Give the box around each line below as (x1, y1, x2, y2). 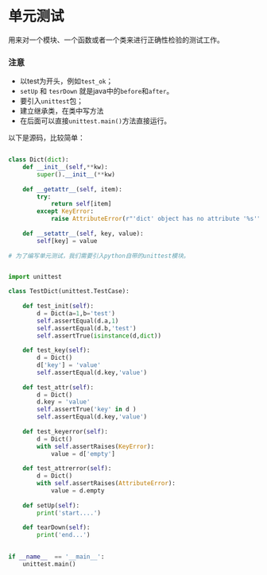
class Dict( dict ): (8, 156, 69, 164)
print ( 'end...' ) (37, 531, 91, 539)
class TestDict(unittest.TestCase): (8, 287, 130, 295)
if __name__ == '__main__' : (8, 553, 105, 561)
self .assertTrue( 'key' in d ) (37, 406, 137, 414)
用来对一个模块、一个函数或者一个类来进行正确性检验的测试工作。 (8, 35, 224, 44)
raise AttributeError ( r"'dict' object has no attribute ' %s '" (50, 215, 261, 223)
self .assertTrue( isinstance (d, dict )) (37, 331, 161, 340)
